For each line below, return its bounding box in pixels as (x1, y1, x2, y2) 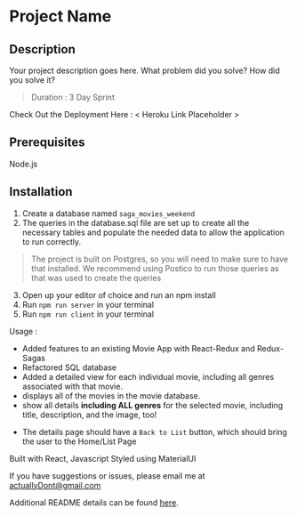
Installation (9, 184, 73, 199)
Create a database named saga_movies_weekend (21, 207, 196, 219)
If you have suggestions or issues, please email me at (9, 470, 206, 481)
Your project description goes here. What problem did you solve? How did (9, 65, 280, 76)
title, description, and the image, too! (21, 409, 157, 420)
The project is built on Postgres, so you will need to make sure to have (30, 254, 289, 264)
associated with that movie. (21, 381, 123, 391)
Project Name (9, 6, 112, 27)
